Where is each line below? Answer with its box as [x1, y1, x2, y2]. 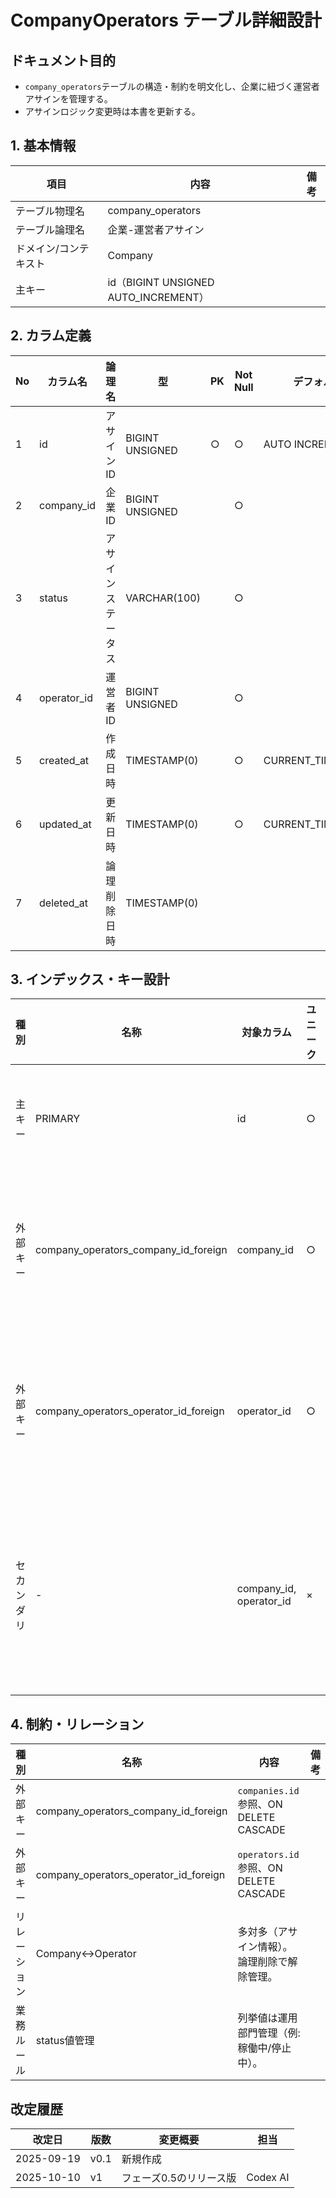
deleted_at [39, 896, 89, 910]
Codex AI [246, 2171, 290, 2185]
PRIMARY [35, 1112, 81, 1126]
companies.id [237, 1786, 300, 1797]
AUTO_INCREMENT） [107, 290, 210, 304]
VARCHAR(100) [125, 591, 201, 605]
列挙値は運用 [237, 2011, 298, 2025]
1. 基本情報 [10, 137, 77, 155]
